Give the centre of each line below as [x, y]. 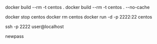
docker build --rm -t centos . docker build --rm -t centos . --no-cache [77, 7]
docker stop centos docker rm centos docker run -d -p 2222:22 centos [79, 17]
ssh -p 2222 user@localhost [35, 26]
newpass [15, 36]
